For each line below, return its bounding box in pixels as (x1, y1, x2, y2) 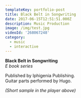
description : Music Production (5, 21, 70, 26)
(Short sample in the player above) (5, 87, 76, 93)
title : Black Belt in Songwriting (5, 12, 77, 17)
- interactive (9, 44, 39, 49)
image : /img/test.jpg (5, 26, 50, 31)
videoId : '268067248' (5, 30, 50, 35)
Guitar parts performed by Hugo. (5, 78, 72, 84)
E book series (5, 63, 33, 69)
